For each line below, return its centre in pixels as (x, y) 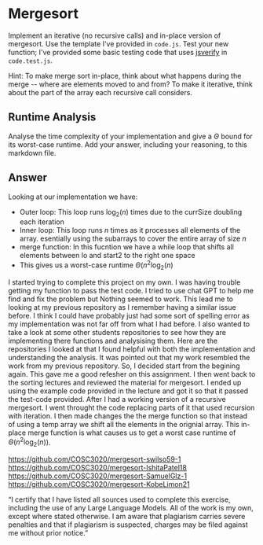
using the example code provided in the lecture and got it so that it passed (128, 391)
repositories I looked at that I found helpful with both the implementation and (132, 349)
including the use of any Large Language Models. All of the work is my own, (131, 508)
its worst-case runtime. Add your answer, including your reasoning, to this (128, 144)
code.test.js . (30, 61)
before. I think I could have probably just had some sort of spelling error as (129, 315)
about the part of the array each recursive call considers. (100, 92)
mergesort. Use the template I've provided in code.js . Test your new (119, 43)
